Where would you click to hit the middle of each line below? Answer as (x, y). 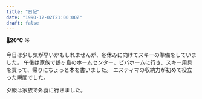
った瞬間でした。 (28, 77)
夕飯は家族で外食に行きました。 (46, 90)
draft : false (23, 23)
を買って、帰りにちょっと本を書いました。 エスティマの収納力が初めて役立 (99, 70)
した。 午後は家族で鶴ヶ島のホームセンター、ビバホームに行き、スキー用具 (99, 62)
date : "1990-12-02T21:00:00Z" (44, 17)
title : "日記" (23, 12)
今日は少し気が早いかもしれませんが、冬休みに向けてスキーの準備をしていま (101, 55)
